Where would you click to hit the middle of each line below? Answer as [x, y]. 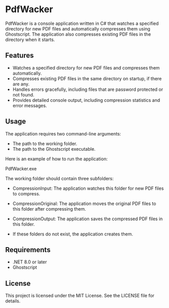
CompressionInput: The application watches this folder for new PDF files [88, 188]
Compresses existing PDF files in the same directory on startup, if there [87, 78]
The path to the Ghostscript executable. [54, 149]
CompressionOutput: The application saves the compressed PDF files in [88, 219]
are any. [21, 84]
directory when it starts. [30, 40]
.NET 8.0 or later [30, 262]
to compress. [26, 193]
